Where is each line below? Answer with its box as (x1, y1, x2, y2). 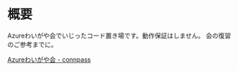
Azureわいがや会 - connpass (7, 55, 91, 64)
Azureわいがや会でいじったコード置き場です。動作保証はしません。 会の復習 (7, 31, 231, 40)
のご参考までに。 (7, 40, 58, 48)
